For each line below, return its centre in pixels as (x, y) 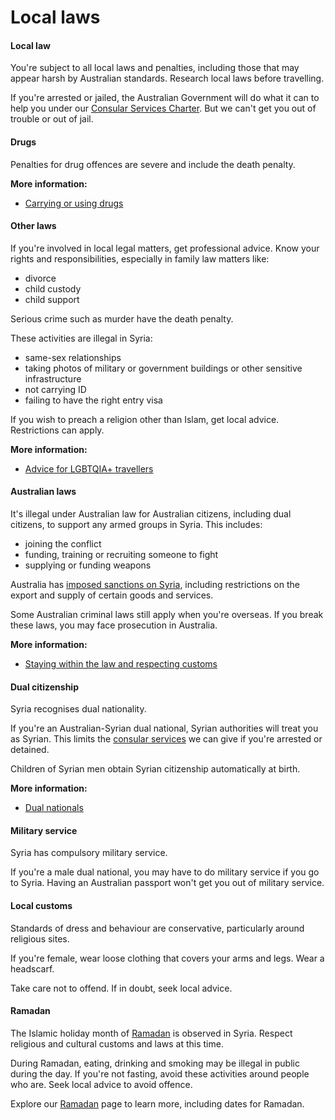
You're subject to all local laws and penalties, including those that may (155, 68)
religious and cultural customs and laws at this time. (117, 1043)
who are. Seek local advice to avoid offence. (101, 1084)
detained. (30, 750)
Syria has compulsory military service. (89, 853)
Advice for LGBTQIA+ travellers (89, 468)
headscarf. (32, 968)
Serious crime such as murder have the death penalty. (122, 318)
